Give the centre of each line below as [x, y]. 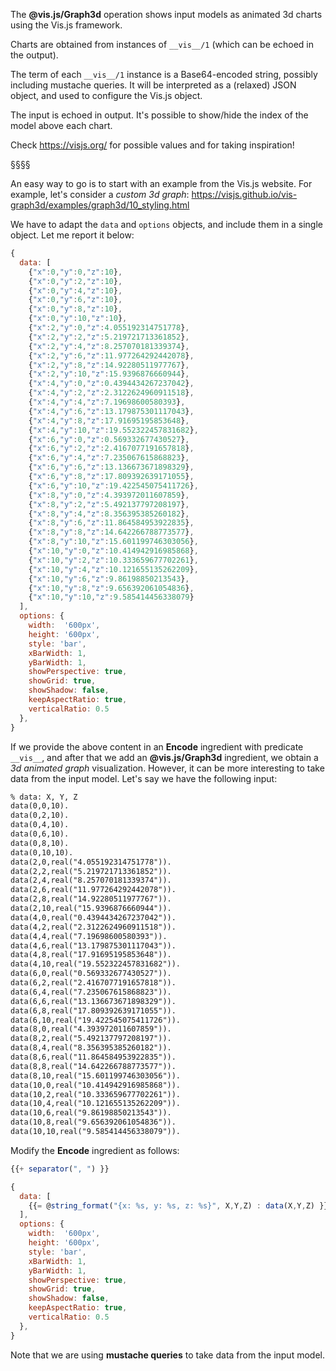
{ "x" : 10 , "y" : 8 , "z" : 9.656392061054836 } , [111, 588]
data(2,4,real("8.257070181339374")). [91, 880]
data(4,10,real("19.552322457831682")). [96, 964]
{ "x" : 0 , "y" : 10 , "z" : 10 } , [78, 319]
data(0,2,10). [40, 815]
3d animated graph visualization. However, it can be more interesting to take [167, 768]
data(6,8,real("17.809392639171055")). [93, 1010]
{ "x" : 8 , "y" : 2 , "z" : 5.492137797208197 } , [109, 504]
